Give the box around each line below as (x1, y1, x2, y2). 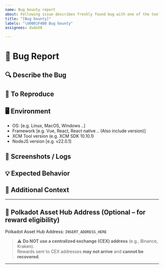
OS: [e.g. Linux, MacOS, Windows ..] (12, 122, 85, 128)
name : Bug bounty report (5, 7, 56, 12)
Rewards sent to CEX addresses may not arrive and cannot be (17, 248, 144, 255)
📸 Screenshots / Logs (5, 152, 71, 161)
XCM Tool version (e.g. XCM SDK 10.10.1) (12, 133, 94, 139)
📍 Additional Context (5, 186, 69, 194)
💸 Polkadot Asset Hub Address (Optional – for (5, 208, 146, 216)
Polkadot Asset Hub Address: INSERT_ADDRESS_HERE (5, 229, 107, 235)
